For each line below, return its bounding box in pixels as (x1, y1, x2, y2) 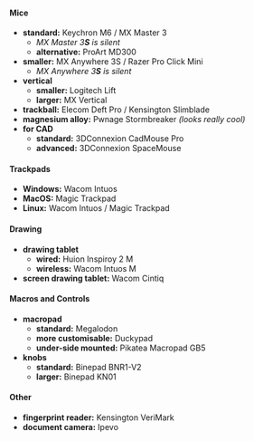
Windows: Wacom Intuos (22, 184, 118, 195)
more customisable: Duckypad (35, 332, 154, 343)
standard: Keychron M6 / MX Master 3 (22, 27, 167, 38)
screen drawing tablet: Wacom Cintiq (22, 273, 165, 283)
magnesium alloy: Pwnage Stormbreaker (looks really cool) (22, 114, 246, 125)
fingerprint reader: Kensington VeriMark (22, 412, 174, 423)
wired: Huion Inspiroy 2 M (35, 254, 134, 264)
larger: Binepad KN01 (35, 371, 117, 382)
